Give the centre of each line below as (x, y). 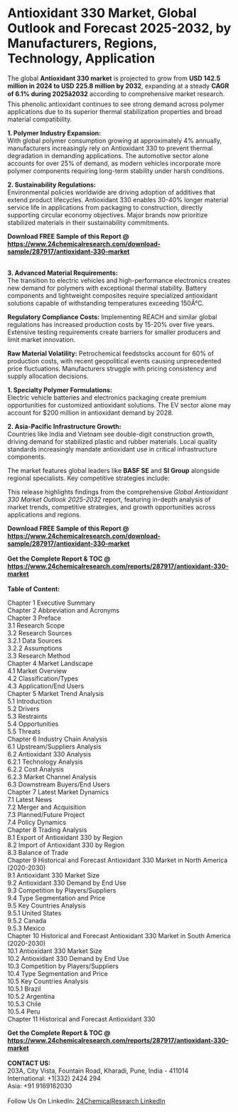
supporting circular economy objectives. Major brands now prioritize (108, 214)
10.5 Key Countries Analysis (48, 981)
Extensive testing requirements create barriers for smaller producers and (114, 332)
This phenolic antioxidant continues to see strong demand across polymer (116, 104)
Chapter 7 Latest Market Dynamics (58, 791)
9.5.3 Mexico (26, 928)
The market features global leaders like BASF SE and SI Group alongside (114, 470)
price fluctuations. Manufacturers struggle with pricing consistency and (112, 368)
